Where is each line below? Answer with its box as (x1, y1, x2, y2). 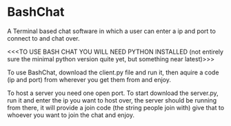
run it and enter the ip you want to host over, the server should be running (7, 96, 217, 104)
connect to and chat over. (7, 34, 80, 42)
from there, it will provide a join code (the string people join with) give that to (7, 103, 225, 112)
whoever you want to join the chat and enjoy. (7, 111, 134, 119)
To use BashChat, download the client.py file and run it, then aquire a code (7, 68, 219, 76)
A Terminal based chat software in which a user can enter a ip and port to (7, 27, 216, 35)
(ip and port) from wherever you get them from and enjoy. (7, 75, 171, 83)
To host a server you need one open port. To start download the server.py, (7, 89, 219, 97)
